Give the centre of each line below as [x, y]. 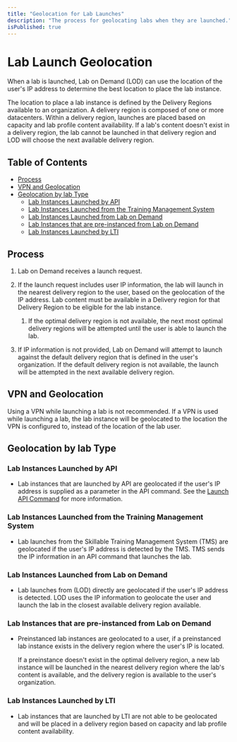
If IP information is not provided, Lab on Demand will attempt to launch [120, 349]
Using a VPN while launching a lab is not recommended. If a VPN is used [113, 411]
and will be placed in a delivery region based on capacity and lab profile [122, 724]
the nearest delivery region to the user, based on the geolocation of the [121, 292]
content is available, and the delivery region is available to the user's [117, 675]
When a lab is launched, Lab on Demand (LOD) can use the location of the [115, 81]
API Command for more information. [70, 499]
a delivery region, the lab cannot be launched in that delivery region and [112, 133]
